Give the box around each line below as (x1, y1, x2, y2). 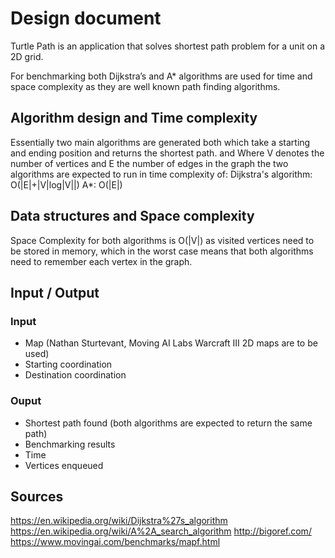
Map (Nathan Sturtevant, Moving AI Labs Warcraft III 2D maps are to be (24, 337, 318, 349)
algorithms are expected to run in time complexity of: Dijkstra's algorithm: (10, 168, 313, 180)
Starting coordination (24, 358, 113, 371)
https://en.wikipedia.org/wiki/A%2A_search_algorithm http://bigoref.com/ (10, 525, 312, 537)
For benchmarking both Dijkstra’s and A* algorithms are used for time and (10, 70, 313, 82)
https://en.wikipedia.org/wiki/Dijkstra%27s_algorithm (10, 515, 228, 527)
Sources (10, 488, 64, 505)
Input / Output (10, 284, 100, 301)
